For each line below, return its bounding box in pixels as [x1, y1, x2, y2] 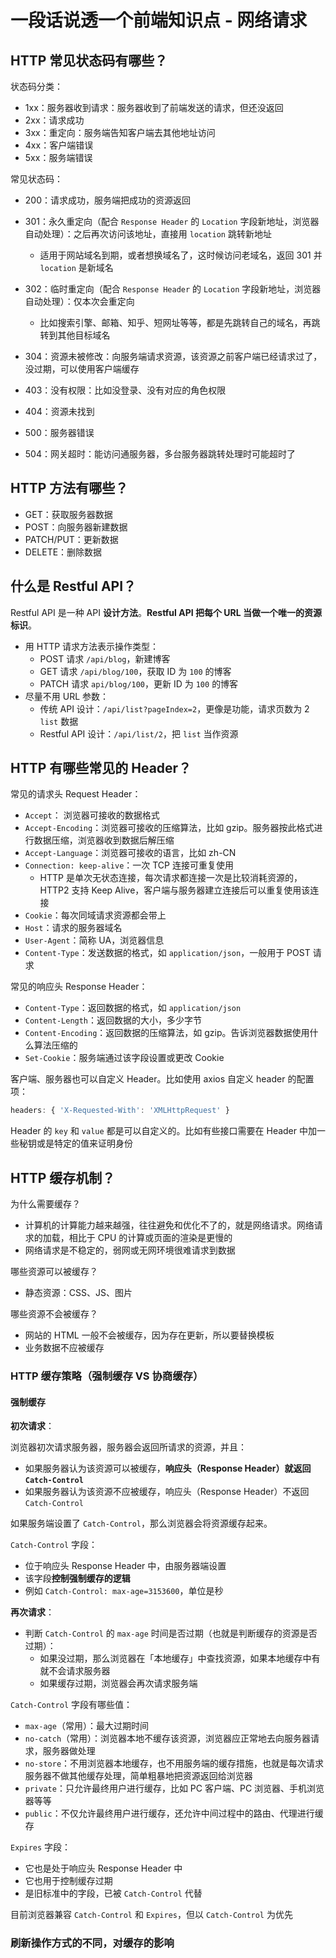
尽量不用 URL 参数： [24, 690, 110, 702]
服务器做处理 [42, 1745, 96, 1757]
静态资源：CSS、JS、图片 [24, 1287, 133, 1299]
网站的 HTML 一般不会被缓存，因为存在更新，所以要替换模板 [24, 1329, 275, 1341]
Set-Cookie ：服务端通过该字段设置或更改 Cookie [24, 1052, 225, 1064]
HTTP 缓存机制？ [10, 1169, 116, 1186]
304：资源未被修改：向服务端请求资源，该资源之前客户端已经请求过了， [24, 351, 323, 362]
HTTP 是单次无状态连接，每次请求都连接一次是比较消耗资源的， [39, 872, 303, 884]
